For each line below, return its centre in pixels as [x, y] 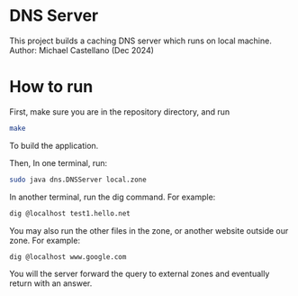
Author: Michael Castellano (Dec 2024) [82, 50]
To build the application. [54, 145]
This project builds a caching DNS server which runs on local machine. [140, 41]
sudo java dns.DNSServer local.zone [78, 180]
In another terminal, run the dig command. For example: [113, 197]
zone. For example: [45, 240]
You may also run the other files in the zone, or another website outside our [149, 230]
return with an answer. [51, 283]
